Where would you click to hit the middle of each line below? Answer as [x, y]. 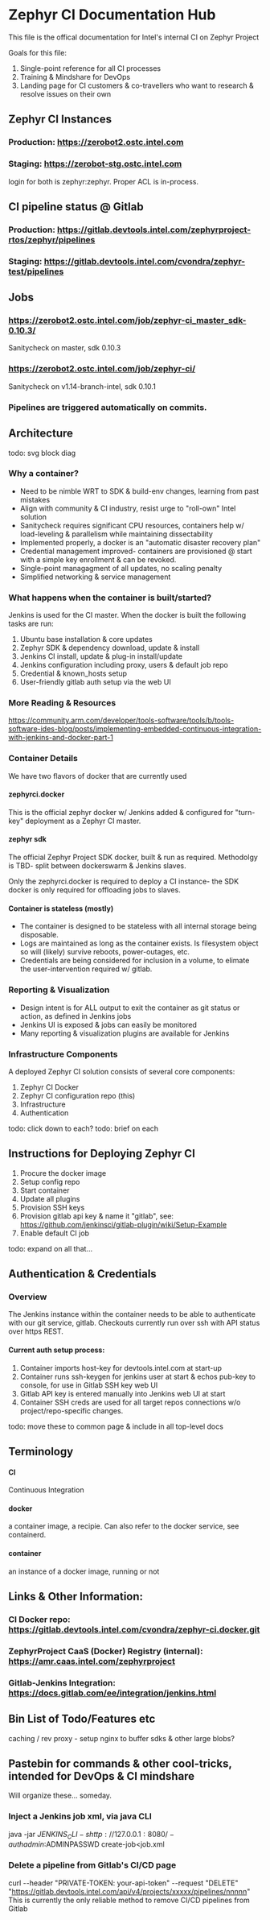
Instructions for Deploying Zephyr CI [102, 1154]
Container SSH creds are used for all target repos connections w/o [130, 1402]
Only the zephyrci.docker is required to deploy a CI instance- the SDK [124, 881]
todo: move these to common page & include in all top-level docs [116, 1426]
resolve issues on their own [65, 93]
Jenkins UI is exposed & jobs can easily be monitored [108, 1024]
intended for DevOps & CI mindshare [102, 1776]
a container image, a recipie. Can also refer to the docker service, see [124, 1526]
